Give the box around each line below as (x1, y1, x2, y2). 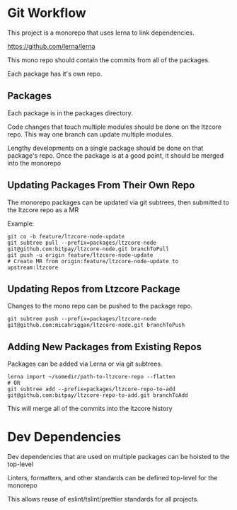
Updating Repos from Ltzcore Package (7, 283, 180, 295)
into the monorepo (7, 158, 62, 167)
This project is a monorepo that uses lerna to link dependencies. (7, 28, 195, 37)
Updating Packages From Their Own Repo (7, 179, 195, 192)
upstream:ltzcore (7, 264, 59, 271)
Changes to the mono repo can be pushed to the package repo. (7, 302, 193, 311)
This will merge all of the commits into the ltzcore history (7, 405, 173, 413)
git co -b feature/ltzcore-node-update (7, 233, 125, 240)
